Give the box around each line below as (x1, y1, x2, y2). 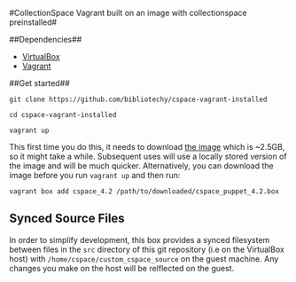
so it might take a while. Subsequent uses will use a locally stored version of (9, 151, 287, 161)
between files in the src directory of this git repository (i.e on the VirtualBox (9, 244, 285, 255)
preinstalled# (9, 17, 58, 27)
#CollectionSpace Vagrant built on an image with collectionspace (9, 8, 247, 18)
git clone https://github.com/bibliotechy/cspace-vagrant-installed (9, 95, 268, 104)
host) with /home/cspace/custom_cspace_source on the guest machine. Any (9, 253, 279, 264)
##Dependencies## (9, 35, 82, 44)
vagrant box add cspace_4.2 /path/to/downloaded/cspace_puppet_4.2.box (9, 187, 279, 196)
